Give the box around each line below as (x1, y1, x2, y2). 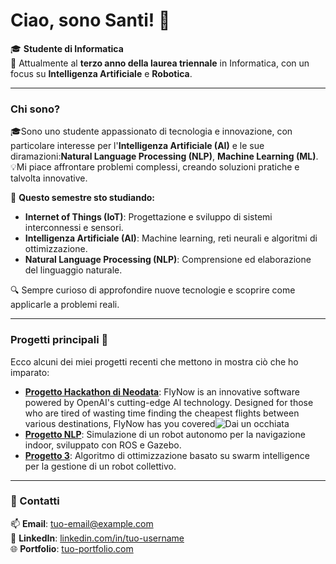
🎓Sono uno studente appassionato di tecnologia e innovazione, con (10, 125, 293, 138)
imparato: (10, 366, 50, 378)
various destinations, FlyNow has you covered (24, 417, 216, 429)
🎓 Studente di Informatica (10, 42, 124, 54)
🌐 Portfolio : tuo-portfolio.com (10, 542, 134, 554)
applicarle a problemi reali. (10, 299, 120, 311)
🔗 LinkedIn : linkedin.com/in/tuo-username (10, 532, 185, 544)
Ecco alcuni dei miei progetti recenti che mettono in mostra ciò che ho (10, 355, 299, 368)
